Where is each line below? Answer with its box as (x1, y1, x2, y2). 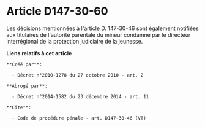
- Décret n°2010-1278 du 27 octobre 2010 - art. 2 (12, 72, 144, 78)
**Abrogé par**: (6, 83, 48, 89)
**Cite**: (6, 104, 32, 110)
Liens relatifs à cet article (6, 49, 72, 56)
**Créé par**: (6, 61, 43, 67)
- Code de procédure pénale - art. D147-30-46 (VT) (12, 115, 147, 121)
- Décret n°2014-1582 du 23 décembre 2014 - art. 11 (12, 93, 149, 99)
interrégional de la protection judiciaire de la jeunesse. (6, 37, 143, 45)
